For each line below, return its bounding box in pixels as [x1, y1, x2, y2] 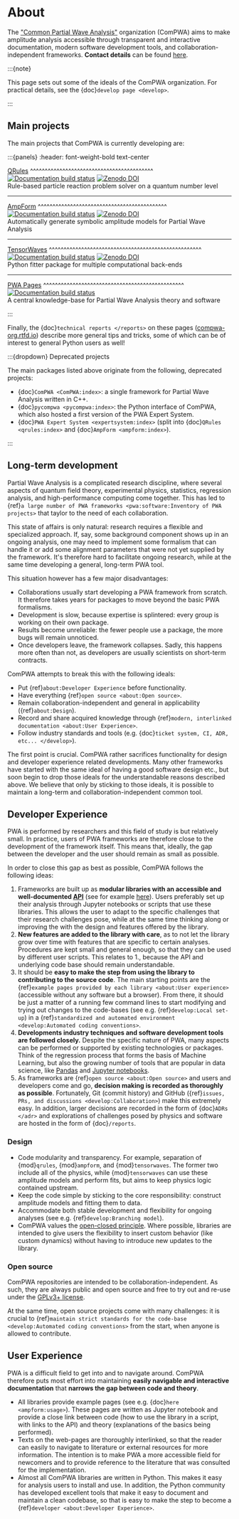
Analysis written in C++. [17, 395, 89, 403]
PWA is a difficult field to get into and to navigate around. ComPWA [7, 1368, 204, 1377]
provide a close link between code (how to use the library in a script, [17, 1412, 219, 1421]
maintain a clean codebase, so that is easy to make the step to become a [17, 1496, 232, 1504]
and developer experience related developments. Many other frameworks [7, 757, 223, 766]
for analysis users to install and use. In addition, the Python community [17, 1481, 225, 1489]
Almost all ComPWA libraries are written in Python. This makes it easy [17, 1473, 223, 1481]
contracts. [17, 656, 48, 664]
